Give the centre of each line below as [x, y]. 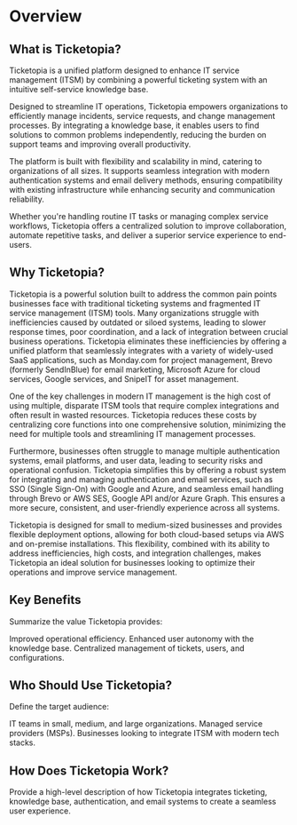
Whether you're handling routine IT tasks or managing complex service [139, 216]
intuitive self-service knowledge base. [79, 89]
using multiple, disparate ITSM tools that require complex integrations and [144, 405]
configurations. [37, 657]
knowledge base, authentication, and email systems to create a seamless [143, 802]
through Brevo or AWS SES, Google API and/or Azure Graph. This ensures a [147, 498]
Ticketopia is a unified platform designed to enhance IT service [125, 70]
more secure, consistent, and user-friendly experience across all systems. [145, 507]
